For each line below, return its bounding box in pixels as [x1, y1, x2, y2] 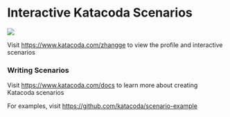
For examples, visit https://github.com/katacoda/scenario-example [7, 102, 197, 110]
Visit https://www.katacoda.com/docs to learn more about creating [7, 81, 198, 89]
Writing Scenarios [7, 65, 69, 75]
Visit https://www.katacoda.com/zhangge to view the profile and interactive [7, 40, 223, 49]
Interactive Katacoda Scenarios [7, 5, 193, 21]
